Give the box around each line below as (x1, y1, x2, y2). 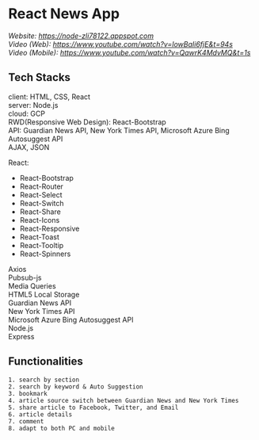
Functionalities (8, 354, 83, 369)
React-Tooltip (19, 240, 64, 250)
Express (8, 331, 35, 341)
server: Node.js (8, 100, 59, 109)
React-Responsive (19, 224, 80, 233)
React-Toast (19, 231, 59, 242)
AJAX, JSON (8, 142, 50, 151)
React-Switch (19, 198, 65, 208)
